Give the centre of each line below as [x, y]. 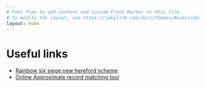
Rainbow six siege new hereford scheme [67, 70]
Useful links [37, 54]
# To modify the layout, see [44, 18]
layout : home [23, 23]
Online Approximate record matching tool [67, 77]
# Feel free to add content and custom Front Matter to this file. [94, 12]
